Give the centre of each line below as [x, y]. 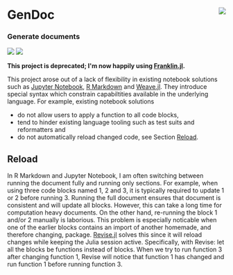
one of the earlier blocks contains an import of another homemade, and [109, 227]
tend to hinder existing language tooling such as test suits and [106, 122]
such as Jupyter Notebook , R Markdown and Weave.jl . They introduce [107, 87]
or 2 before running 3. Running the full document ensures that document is [114, 198]
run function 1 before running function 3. [65, 265]
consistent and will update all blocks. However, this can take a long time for [114, 206]
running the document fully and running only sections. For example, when [113, 183]
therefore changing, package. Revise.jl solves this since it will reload [105, 235]
